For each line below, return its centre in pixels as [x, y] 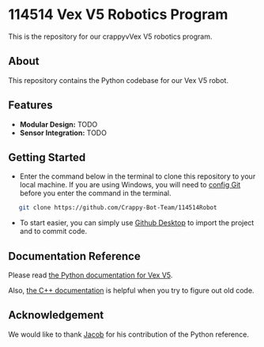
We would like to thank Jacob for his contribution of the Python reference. [128, 334]
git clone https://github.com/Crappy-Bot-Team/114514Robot [118, 208]
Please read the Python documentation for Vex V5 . [91, 275]
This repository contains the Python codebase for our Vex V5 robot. [119, 80]
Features [30, 106]
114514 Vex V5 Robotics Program [118, 15]
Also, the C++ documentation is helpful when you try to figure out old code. [131, 291]
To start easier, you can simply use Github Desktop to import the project [137, 223]
